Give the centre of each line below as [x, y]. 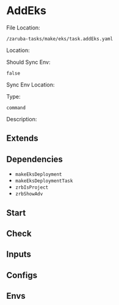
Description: [22, 119]
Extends [22, 138]
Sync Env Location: [31, 85]
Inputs [19, 254]
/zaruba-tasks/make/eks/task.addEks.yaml [60, 39]
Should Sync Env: [28, 62]
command [16, 108]
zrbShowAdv [29, 194]
